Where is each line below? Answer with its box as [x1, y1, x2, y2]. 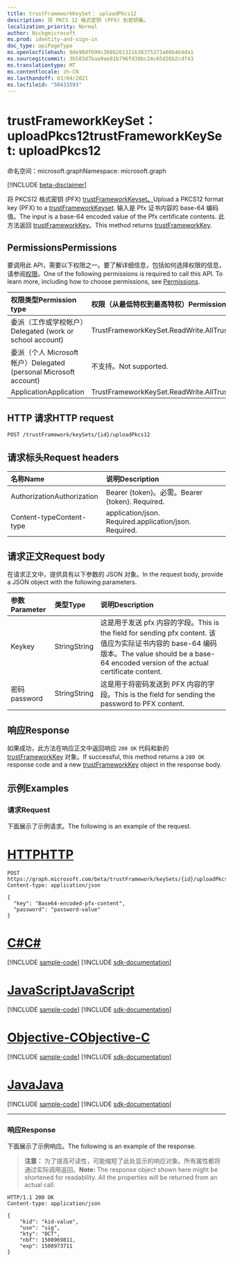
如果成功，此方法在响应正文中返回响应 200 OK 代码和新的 [7, 744, 169, 753]
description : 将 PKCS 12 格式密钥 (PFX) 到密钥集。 [7, 17, 149, 24]
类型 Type [54, 600, 86, 610]
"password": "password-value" [13, 906, 101, 913]
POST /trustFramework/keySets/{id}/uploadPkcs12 [7, 431, 150, 438]
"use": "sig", [19, 1224, 60, 1231]
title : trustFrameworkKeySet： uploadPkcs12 [7, 10, 137, 17]
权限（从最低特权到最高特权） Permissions [91, 300, 230, 309]
